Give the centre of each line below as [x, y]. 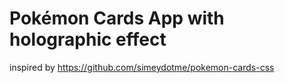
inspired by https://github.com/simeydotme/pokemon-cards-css [142, 67]
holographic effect [88, 39]
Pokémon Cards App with [117, 18]
